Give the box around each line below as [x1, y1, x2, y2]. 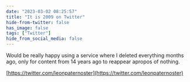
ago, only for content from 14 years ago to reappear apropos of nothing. [6, 58, 180, 65]
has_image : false [6, 25, 49, 31]
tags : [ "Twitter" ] [6, 30, 51, 36]
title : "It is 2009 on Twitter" [6, 14, 85, 20]
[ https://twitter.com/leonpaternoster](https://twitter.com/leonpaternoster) [6, 70, 184, 76]
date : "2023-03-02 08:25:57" [6, 8, 77, 15]
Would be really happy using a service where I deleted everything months [6, 52, 184, 59]
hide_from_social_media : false [6, 36, 83, 42]
